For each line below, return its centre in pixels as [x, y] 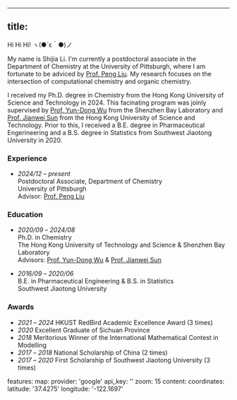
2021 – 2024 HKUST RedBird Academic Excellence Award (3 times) [115, 322]
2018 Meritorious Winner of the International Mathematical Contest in [118, 337]
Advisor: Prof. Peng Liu [51, 196]
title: [18, 27]
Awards [21, 307]
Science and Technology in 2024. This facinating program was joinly [107, 102]
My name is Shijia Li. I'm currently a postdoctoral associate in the [102, 59]
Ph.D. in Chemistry [44, 237]
